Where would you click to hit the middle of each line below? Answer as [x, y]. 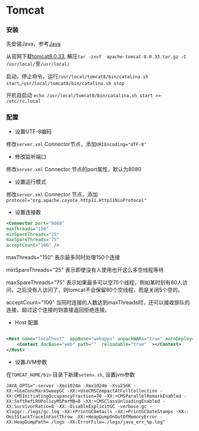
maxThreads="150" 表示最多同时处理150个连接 [63, 258]
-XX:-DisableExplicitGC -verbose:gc [102, 406]
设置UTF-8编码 [33, 131]
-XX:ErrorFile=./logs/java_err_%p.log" [116, 422]
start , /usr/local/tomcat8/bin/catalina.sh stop [65, 83]
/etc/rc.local [24, 101]
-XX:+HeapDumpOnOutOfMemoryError [116, 417]
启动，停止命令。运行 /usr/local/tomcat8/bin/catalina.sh [77, 76]
